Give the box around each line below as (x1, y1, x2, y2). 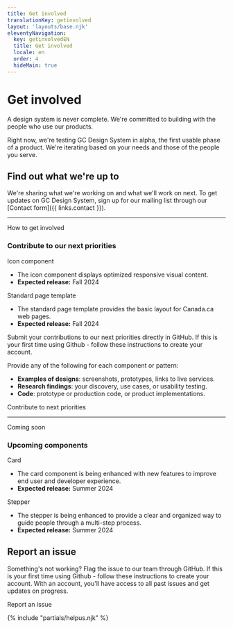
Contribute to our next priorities (7, 241, 116, 251)
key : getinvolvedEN (13, 36, 70, 43)
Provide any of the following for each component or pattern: (7, 361, 179, 369)
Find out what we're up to (7, 170, 119, 182)
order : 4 (13, 56, 39, 63)
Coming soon (7, 423, 46, 431)
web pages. (17, 312, 51, 320)
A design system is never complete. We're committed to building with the (7, 115, 216, 123)
